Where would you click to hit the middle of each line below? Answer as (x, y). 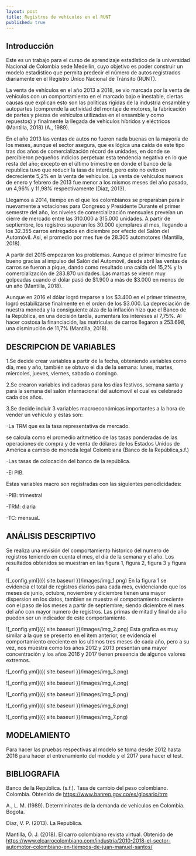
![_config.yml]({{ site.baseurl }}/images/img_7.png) (67, 717)
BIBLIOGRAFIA (33, 774)
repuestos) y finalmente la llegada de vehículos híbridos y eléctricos (88, 121)
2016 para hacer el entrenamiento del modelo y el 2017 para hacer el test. (95, 755)
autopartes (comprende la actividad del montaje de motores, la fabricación (96, 109)
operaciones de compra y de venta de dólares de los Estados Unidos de (93, 444)
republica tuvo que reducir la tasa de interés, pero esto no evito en (86, 170)
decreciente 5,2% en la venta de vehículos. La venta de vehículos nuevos (94, 176)
